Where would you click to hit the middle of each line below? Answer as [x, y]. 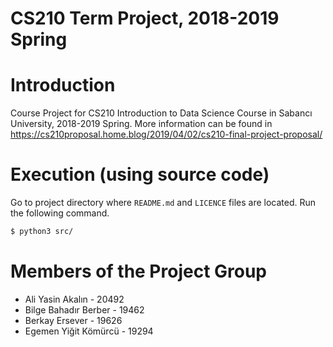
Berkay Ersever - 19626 [73, 320]
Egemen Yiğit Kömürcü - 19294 [89, 331]
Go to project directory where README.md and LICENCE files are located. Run [163, 203]
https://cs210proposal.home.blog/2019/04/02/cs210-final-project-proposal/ [166, 134]
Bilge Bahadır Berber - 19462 [84, 309]
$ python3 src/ [42, 232]
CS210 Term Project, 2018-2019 [145, 18]
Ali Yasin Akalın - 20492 [74, 299]
